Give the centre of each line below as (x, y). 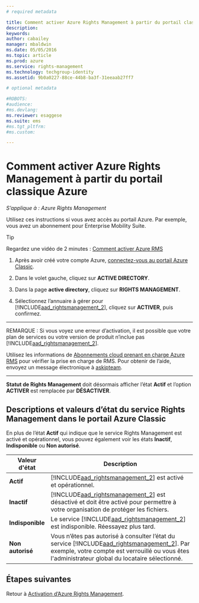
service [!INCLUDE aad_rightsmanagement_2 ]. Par (120, 543)
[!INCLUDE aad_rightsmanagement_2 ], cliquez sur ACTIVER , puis (94, 307)
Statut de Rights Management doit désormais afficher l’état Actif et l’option (99, 385)
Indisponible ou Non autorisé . (44, 446)
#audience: (20, 104)
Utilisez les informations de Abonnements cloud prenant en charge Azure (96, 355)
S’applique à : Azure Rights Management (56, 208)
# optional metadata (32, 88)
